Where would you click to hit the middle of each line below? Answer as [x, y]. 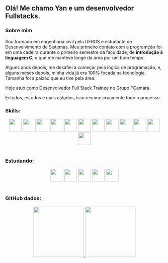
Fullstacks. [23, 16]
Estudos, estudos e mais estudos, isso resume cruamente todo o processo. [83, 97]
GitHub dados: [23, 199]
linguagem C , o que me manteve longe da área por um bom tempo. [75, 57]
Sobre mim [19, 31]
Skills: [13, 110]
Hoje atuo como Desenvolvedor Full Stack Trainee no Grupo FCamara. [78, 88]
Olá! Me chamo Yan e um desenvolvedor [70, 8]
